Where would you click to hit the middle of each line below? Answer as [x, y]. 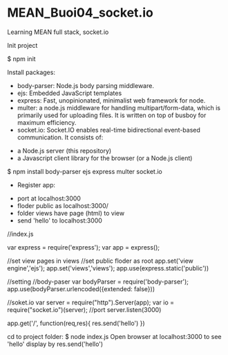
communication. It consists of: [60, 137]
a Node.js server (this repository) [64, 150]
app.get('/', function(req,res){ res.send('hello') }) [76, 323]
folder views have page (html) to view [71, 213]
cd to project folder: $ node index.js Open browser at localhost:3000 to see [115, 336]
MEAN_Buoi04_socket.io [80, 13]
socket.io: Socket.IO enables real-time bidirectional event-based [108, 130]
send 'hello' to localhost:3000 [59, 220]
